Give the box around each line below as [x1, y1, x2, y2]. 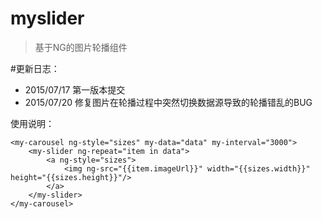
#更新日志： [10, 62, 60, 74]
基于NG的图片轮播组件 [34, 41, 128, 53]
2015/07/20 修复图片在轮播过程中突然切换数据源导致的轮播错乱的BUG [24, 96, 313, 108]
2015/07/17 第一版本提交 [24, 83, 126, 96]
